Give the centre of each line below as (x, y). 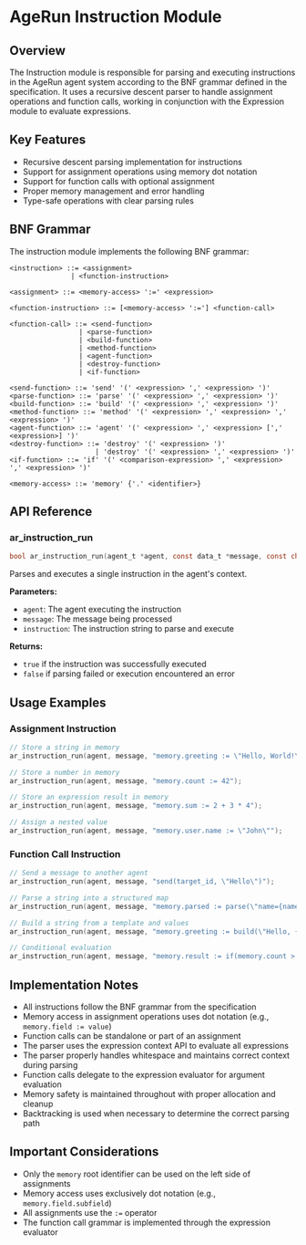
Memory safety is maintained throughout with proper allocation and (149, 1093)
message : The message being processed (97, 619)
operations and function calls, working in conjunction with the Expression (147, 101)
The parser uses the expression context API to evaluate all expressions (156, 1045)
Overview (38, 51)
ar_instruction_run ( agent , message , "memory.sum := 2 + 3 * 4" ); (136, 806)
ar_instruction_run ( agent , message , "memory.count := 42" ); (126, 781)
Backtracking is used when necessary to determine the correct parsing (156, 1113)
